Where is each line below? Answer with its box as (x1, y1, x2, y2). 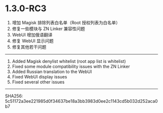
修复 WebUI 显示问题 (12, 38, 54, 44)
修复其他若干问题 (12, 44, 47, 50)
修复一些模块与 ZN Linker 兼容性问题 (12, 25, 85, 32)
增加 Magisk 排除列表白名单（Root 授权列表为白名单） (12, 19, 120, 25)
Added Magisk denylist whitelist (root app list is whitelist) (12, 58, 126, 64)
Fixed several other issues (12, 79, 65, 85)
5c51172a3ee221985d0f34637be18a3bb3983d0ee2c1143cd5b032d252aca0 (5, 98, 158, 104)
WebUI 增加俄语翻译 (12, 32, 52, 38)
